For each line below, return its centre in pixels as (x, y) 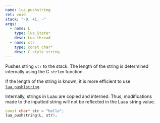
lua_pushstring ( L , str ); (31, 115)
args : (11, 24)
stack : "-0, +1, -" (26, 19)
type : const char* (34, 47)
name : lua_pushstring (28, 10)
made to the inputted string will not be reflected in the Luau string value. (80, 101)
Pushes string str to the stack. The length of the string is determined (77, 66)
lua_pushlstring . (23, 86)
